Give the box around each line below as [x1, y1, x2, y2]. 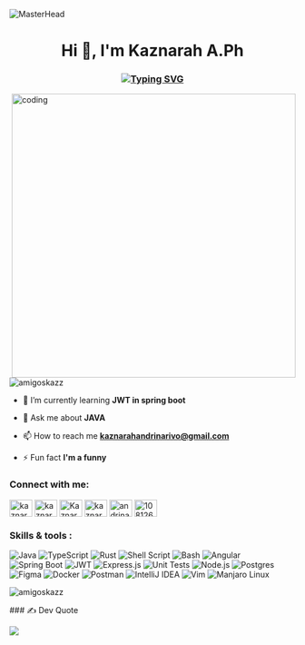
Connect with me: [9, 478, 90, 491]
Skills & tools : [9, 529, 73, 541]
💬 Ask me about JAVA [22, 412, 106, 423]
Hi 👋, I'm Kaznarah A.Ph [61, 41, 244, 61]
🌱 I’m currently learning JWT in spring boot [22, 395, 186, 406]
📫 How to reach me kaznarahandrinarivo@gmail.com [22, 431, 230, 442]
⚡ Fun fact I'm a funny [22, 452, 107, 463]
